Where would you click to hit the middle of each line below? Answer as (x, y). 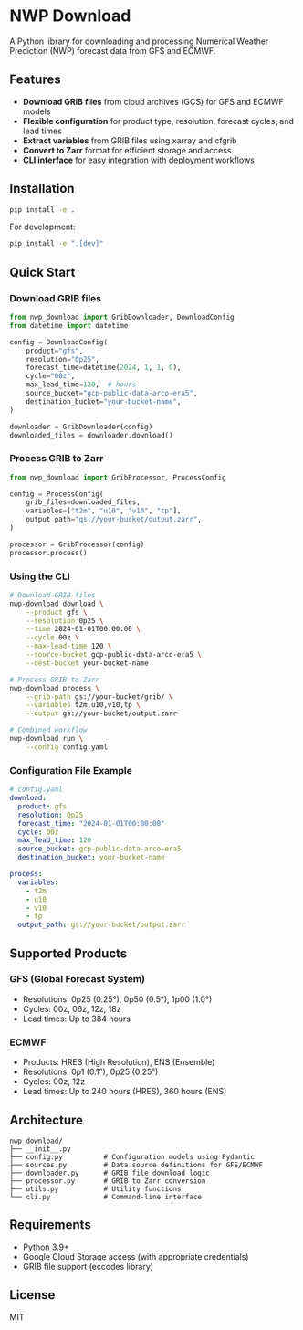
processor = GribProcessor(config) (77, 544)
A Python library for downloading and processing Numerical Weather (139, 41)
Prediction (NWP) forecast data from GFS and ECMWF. (113, 50)
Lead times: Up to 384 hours (76, 1019)
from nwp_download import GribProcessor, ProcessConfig (118, 477)
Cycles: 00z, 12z (53, 1082)
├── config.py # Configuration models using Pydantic (132, 1156)
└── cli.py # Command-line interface (106, 1197)
